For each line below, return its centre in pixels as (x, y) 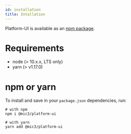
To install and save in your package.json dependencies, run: (66, 100)
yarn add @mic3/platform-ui (34, 127)
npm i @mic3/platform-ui (31, 114)
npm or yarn (31, 87)
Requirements (35, 48)
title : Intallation (25, 14)
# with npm (16, 110)
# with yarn (17, 123)
